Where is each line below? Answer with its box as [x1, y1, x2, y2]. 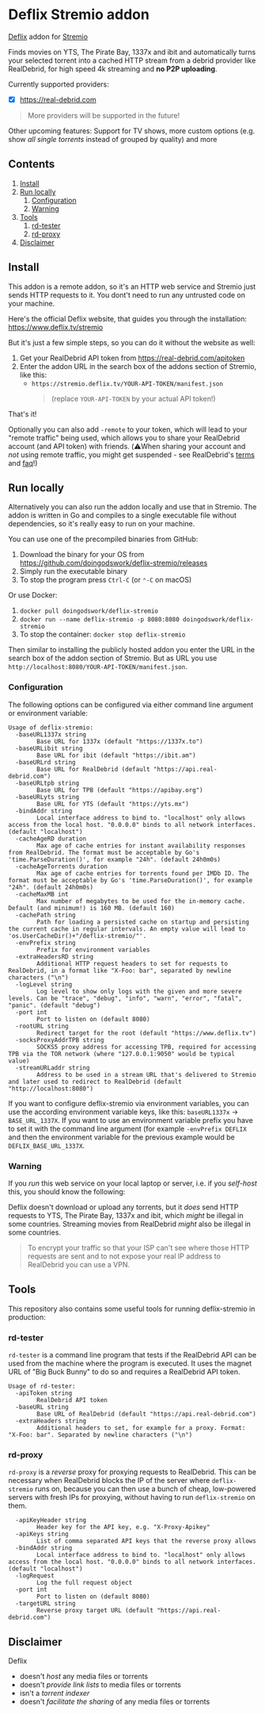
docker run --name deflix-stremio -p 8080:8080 [19, 616, 180, 624]
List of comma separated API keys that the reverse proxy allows [36, 1537, 257, 1545]
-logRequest [15, 1572, 55, 1580]
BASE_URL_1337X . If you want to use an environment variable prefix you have [8, 1115, 253, 1124]
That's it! [8, 409, 37, 418]
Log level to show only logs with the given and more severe [36, 987, 243, 995]
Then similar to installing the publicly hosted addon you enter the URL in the [8, 645, 256, 655]
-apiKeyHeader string [15, 1516, 87, 1524]
